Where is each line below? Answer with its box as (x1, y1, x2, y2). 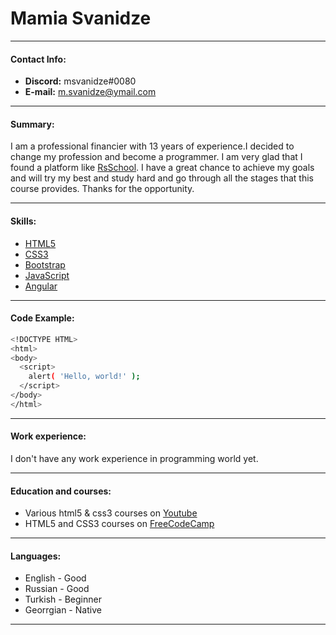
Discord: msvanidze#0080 (24, 75, 137, 87)
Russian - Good (24, 583, 90, 595)
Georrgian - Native (24, 604, 102, 616)
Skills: (10, 215, 37, 227)
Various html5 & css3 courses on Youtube (24, 507, 198, 519)
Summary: (10, 118, 55, 130)
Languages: (10, 550, 62, 562)
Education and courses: (10, 485, 112, 497)
